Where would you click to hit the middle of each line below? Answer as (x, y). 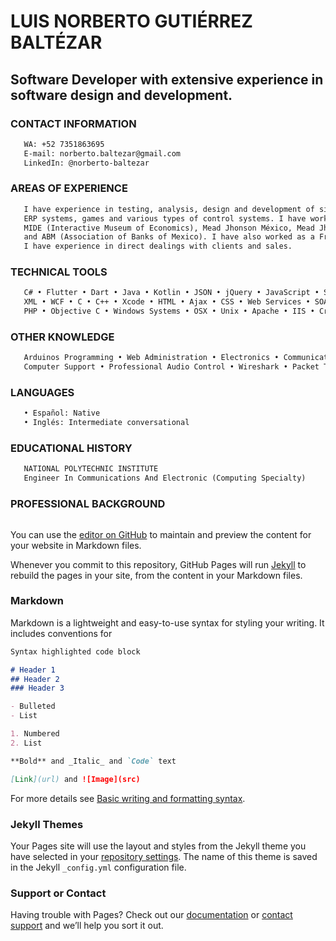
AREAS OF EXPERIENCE (69, 188)
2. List (26, 743)
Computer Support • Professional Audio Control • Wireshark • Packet (171, 367)
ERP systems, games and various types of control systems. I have (165, 218)
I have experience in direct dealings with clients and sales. (158, 246)
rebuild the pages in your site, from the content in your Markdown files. (156, 575)
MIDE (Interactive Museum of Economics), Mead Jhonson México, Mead (169, 228)
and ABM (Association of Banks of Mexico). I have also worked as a (169, 237)
